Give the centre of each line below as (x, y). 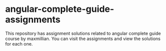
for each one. (19, 44)
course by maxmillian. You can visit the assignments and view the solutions (83, 39)
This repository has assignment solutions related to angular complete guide (83, 33)
